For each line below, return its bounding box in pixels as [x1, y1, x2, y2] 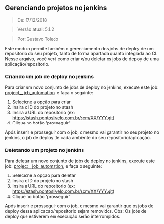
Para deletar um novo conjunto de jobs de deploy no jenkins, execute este [5, 158, 155, 164]
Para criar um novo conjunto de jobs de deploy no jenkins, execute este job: [5, 84, 159, 90]
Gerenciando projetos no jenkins [5, 4, 107, 12]
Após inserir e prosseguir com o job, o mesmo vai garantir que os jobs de [5, 203, 154, 209]
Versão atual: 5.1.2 [17, 26, 54, 32]
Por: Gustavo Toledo [17, 36, 59, 42]
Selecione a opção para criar [12, 99, 71, 105]
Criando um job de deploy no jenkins [5, 73, 94, 80]
